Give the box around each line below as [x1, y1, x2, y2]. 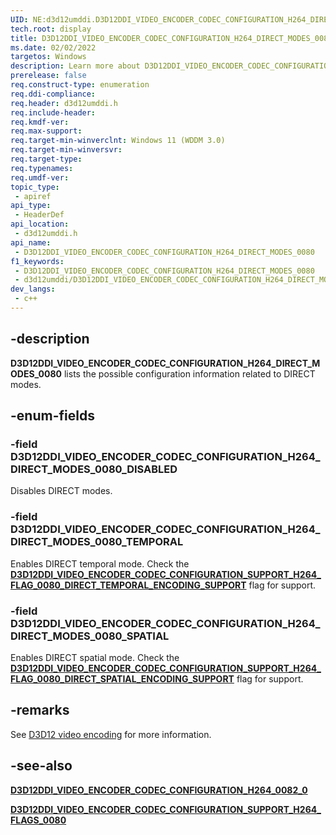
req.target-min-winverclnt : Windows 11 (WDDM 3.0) [10, 136, 226, 146]
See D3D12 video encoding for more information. [10, 728, 212, 740]
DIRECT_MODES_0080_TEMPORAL [10, 535, 184, 549]
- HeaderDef [14, 210, 65, 220]
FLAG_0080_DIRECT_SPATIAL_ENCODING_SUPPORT [10, 672, 235, 685]
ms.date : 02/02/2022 [10, 42, 97, 53]
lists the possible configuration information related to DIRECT [63, 367, 316, 380]
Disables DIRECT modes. [10, 485, 113, 497]
